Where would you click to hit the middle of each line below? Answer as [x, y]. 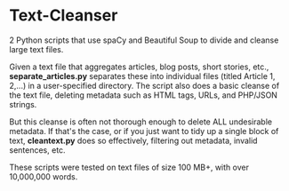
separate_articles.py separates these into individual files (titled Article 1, [142, 76]
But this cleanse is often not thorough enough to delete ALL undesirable [141, 122]
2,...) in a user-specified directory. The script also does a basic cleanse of [144, 85]
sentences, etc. [37, 150]
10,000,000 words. [44, 176]
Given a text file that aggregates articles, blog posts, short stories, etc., [139, 67]
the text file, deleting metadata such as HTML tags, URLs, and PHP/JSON [144, 95]
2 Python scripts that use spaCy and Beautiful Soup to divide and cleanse [144, 40]
